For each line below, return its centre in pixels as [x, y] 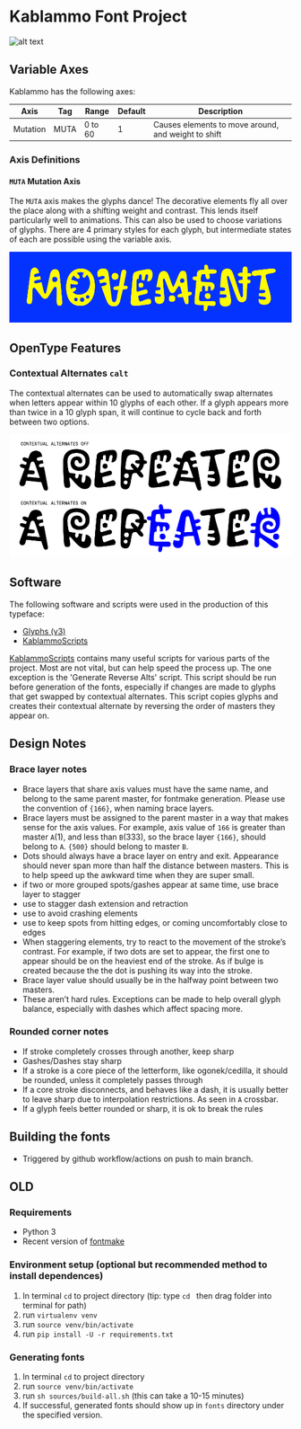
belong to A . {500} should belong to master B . [105, 846]
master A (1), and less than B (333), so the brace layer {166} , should [144, 837]
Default [132, 111]
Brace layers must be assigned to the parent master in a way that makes [155, 817]
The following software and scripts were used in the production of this [139, 604]
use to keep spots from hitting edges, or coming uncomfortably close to [155, 922]
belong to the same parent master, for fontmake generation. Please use [154, 798]
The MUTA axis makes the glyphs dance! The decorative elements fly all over [149, 201]
